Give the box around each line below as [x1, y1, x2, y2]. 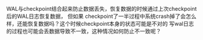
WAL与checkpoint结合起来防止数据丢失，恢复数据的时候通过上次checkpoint [6, 5, 197, 12]
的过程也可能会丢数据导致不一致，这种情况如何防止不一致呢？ [6, 27, 162, 35]
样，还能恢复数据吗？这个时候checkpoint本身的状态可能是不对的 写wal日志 [6, 20, 194, 27]
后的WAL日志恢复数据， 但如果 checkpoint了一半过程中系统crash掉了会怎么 [6, 13, 197, 20]
